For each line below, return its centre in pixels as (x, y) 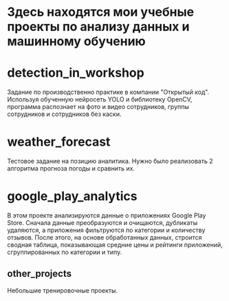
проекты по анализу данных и (98, 27)
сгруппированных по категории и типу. (65, 252)
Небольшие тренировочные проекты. (63, 290)
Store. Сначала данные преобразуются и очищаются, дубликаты (102, 223)
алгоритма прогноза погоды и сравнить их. (71, 168)
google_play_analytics (72, 196)
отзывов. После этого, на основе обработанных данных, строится (105, 237)
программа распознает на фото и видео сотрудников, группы (98, 107)
